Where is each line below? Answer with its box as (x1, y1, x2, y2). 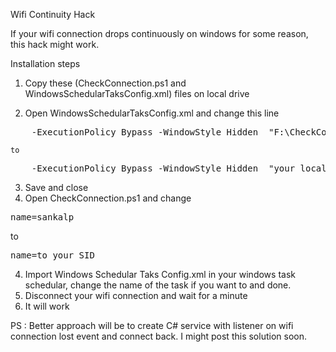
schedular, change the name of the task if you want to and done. (24, 279, 292, 291)
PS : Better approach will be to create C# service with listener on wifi (10, 320, 294, 331)
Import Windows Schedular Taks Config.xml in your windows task (24, 269, 296, 280)
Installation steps (10, 58, 81, 69)
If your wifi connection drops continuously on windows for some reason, (10, 28, 309, 39)
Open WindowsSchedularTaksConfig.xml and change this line (24, 107, 280, 119)
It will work (24, 300, 70, 312)
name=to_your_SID (10, 250, 95, 261)
